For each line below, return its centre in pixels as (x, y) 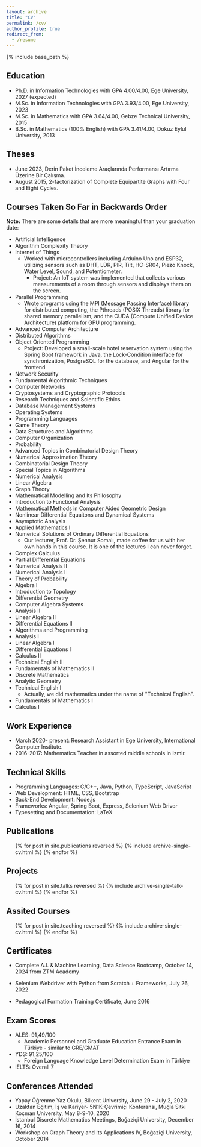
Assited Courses (38, 911)
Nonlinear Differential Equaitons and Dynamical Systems (85, 515)
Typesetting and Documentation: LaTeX (64, 812)
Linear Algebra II (35, 617)
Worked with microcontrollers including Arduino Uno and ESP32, (104, 259)
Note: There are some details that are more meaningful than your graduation (101, 221)
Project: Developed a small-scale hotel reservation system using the (108, 348)
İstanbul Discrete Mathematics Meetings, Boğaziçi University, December (104, 1119)
